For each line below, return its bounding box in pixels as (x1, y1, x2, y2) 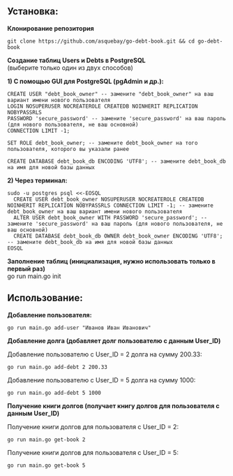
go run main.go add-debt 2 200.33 (7, 363, 108, 370)
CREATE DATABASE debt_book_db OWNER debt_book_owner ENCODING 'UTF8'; (13, 232, 223, 240)
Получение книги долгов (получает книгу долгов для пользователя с (7, 401, 220, 410)
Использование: (7, 292, 83, 304)
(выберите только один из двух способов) (7, 63, 134, 72)
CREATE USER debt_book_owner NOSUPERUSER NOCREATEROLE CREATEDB (13, 196, 204, 203)
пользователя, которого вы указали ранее (7, 145, 130, 152)
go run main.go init (7, 272, 61, 280)
